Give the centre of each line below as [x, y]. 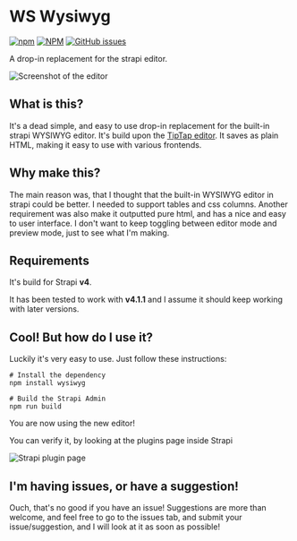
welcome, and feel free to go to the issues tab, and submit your [126, 517]
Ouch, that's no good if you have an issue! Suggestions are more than [138, 507]
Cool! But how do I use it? [81, 337]
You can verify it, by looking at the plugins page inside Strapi [121, 441]
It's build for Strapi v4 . [51, 282]
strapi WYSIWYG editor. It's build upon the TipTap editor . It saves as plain [144, 135]
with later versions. [44, 309]
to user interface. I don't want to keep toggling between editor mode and [143, 223]
